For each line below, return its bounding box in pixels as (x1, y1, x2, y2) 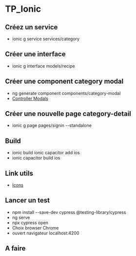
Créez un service (5, 23, 58, 31)
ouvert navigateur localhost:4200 (12, 230, 79, 236)
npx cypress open (12, 219, 49, 226)
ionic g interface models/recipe (12, 63, 75, 69)
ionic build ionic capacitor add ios (12, 150, 80, 156)
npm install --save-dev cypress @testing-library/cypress (12, 209, 126, 215)
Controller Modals (12, 95, 49, 101)
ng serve (12, 214, 30, 220)
